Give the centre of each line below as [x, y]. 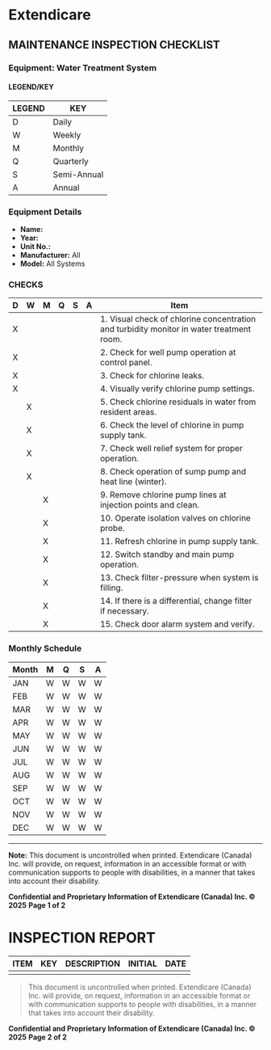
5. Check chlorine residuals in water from [178, 402]
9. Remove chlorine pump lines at [163, 495]
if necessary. [124, 611]
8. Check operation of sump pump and [173, 472]
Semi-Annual [78, 174]
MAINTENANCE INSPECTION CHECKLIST [114, 45]
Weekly [67, 135]
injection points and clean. [150, 505]
